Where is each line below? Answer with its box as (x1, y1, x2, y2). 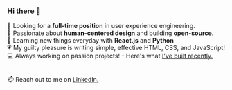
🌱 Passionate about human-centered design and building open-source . (7, 29, 214, 37)
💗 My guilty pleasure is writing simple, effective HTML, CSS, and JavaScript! (7, 44, 225, 52)
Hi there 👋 (7, 6, 42, 16)
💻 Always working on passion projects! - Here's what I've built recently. (7, 52, 213, 60)
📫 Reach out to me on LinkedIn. (7, 76, 99, 84)
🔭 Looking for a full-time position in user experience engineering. (7, 22, 195, 30)
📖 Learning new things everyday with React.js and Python (7, 36, 175, 45)
